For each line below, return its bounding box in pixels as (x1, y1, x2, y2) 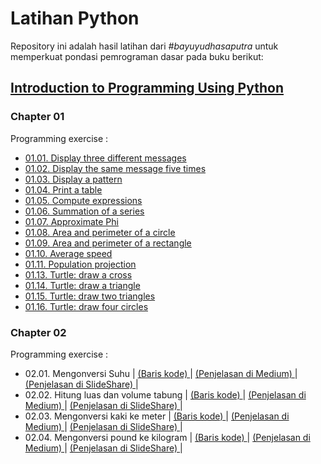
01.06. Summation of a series (24, 205, 145, 217)
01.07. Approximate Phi (24, 215, 119, 227)
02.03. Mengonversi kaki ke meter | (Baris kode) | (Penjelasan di (24, 410, 290, 422)
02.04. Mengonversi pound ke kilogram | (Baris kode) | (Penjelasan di (24, 431, 311, 443)
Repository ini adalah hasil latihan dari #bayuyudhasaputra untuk (10, 40, 279, 52)
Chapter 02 (10, 325, 67, 339)
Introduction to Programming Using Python (10, 80, 284, 97)
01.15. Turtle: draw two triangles (24, 290, 156, 302)
